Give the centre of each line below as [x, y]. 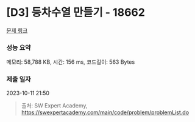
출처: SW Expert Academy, [54, 105]
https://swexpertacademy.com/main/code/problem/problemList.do [105, 112]
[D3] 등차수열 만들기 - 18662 [76, 12]
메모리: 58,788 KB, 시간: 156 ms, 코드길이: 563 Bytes [71, 62]
